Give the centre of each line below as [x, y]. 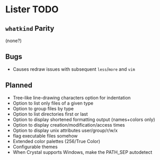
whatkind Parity [30, 28]
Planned [19, 85]
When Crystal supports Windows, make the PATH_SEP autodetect [83, 152]
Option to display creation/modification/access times [69, 125]
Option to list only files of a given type [53, 103]
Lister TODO [32, 9]
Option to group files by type [43, 108]
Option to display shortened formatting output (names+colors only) [84, 119]
